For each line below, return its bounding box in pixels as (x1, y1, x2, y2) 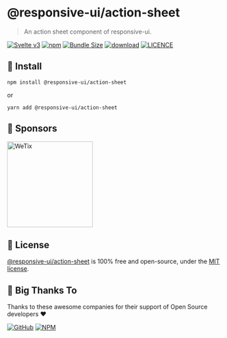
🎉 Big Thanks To (7, 285, 77, 296)
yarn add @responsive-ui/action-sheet (7, 104, 118, 111)
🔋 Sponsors (7, 123, 57, 134)
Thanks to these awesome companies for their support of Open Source (7, 303, 208, 311)
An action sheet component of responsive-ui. (23, 27, 152, 36)
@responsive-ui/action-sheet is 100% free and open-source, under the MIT (7, 257, 220, 265)
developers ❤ (7, 310, 46, 318)
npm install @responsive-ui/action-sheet (7, 79, 127, 86)
